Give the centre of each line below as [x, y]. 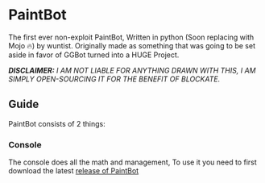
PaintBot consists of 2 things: [57, 123]
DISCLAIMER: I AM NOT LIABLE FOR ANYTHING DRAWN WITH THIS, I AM [132, 70]
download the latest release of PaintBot [74, 171]
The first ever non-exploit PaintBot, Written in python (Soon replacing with [131, 37]
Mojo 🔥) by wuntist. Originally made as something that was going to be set [132, 45]
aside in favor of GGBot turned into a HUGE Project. [94, 55]
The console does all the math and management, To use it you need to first [133, 162]
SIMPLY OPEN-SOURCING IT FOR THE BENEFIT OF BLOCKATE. [114, 79]
